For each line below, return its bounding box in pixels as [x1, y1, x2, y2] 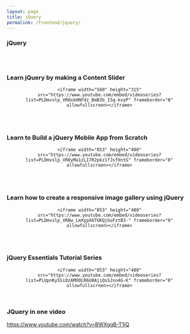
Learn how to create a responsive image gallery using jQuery [6, 194, 184, 202]
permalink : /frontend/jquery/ [6, 19, 81, 25]
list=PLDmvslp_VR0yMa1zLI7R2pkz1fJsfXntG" [25, 157, 131, 163]
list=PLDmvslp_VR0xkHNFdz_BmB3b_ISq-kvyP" [25, 97, 131, 103]
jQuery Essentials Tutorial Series [6, 254, 102, 262]
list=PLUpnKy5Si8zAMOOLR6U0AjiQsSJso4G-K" [25, 277, 131, 283]
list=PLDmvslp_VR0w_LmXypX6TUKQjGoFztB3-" [25, 217, 131, 223]
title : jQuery [6, 14, 42, 20]
